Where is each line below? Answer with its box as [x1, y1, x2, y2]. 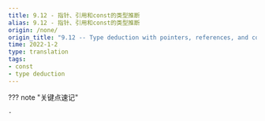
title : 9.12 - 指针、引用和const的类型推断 [8, 11, 140, 20]
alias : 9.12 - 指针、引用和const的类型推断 [8, 19, 140, 27]
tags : [8, 56, 26, 64]
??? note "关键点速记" [8, 92, 79, 102]
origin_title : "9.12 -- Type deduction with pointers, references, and [8, 33, 248, 42]
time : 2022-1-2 [8, 41, 58, 49]
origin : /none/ [8, 26, 58, 34]
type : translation [8, 48, 69, 56]
